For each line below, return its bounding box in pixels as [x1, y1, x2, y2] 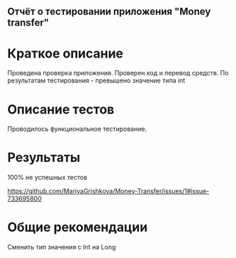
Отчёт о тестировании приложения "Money [7, 6, 211, 18]
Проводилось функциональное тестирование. [7, 124, 147, 134]
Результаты [7, 149, 81, 166]
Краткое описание [7, 45, 124, 61]
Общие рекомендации [7, 220, 148, 235]
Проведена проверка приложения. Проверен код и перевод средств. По [7, 69, 229, 77]
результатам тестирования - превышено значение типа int [7, 76, 186, 85]
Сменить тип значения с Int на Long [7, 243, 116, 252]
